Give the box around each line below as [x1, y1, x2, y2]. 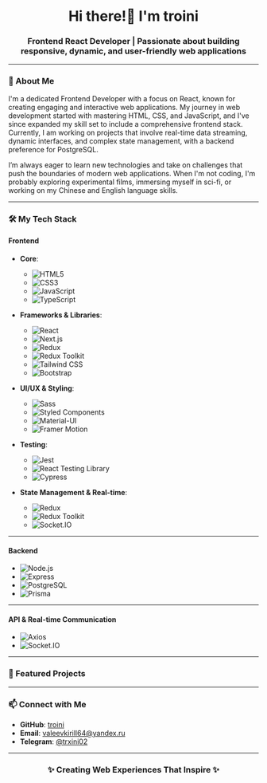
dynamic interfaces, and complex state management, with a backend [8, 136, 234, 146]
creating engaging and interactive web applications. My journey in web [8, 102, 241, 112]
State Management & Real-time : [19, 487, 128, 497]
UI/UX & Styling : [19, 383, 75, 393]
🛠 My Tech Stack [8, 213, 77, 224]
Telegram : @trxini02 [19, 737, 88, 746]
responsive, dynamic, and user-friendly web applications [21, 45, 246, 57]
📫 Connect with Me [8, 698, 87, 710]
